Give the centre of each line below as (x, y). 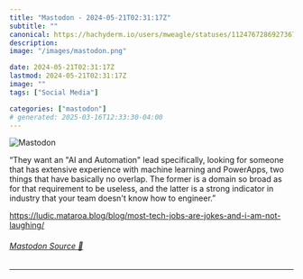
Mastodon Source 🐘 (46, 246)
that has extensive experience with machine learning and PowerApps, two (147, 170)
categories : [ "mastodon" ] (58, 109)
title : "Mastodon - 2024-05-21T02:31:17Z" (90, 18)
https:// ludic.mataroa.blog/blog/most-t (81, 216)
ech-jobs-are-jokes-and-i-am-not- (216, 216)
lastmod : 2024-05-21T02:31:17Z (68, 76)
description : (34, 43)
